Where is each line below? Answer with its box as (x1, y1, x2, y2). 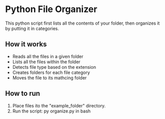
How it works (5, 40, 47, 49)
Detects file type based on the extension (12, 64, 96, 70)
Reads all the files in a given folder (12, 53, 83, 59)
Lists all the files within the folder (12, 59, 81, 65)
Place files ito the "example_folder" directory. (12, 102, 106, 108)
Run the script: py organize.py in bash (12, 108, 91, 114)
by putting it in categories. (5, 25, 59, 31)
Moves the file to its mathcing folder (12, 74, 87, 81)
